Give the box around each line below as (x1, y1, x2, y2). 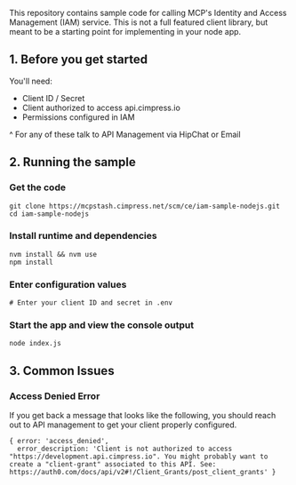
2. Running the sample (9, 155, 136, 170)
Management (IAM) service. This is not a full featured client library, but (9, 17, 268, 28)
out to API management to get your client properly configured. (9, 419, 237, 430)
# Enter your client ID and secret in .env (9, 298, 173, 307)
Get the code (9, 181, 67, 194)
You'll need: (9, 76, 53, 86)
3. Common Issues (9, 363, 115, 378)
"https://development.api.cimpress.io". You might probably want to (9, 452, 268, 461)
